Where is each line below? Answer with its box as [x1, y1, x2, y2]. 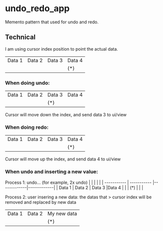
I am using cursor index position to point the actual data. [5, 46, 118, 52]
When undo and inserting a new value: [5, 168, 99, 175]
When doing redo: [5, 124, 49, 130]
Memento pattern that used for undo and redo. [5, 19, 99, 25]
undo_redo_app [5, 3, 70, 14]
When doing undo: [5, 79, 50, 86]
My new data [47, 210, 77, 217]
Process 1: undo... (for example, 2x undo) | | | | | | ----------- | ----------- [5, 179, 152, 185]
